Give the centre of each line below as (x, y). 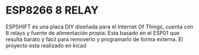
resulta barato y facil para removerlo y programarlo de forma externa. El (94, 39)
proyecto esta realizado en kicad (46, 46)
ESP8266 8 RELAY (52, 10)
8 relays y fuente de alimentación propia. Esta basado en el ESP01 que (93, 33)
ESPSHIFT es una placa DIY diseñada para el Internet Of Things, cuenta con (99, 27)
